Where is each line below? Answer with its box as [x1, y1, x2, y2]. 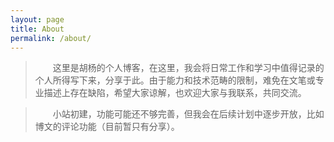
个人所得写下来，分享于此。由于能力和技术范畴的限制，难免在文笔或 [34, 74, 316, 86]
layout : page [10, 14, 65, 25]
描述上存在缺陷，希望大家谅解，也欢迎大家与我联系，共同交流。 [43, 87, 307, 99]
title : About [10, 24, 65, 34]
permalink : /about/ [10, 33, 92, 43]
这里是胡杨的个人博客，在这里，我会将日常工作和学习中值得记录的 [52, 62, 325, 74]
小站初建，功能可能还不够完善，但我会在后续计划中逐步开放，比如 [52, 108, 325, 120]
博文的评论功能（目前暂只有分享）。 [34, 121, 180, 133]
